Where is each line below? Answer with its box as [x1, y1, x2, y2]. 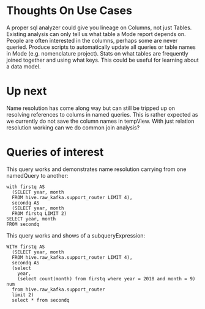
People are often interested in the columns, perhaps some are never [6, 37, 178, 44]
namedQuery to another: [6, 172, 69, 179]
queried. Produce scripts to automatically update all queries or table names [6, 43, 196, 51]
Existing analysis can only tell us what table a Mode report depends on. [6, 30, 186, 37]
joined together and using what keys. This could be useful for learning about [6, 56, 199, 64]
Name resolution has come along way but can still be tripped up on [6, 104, 176, 112]
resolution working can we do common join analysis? [6, 123, 140, 131]
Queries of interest [6, 145, 104, 159]
